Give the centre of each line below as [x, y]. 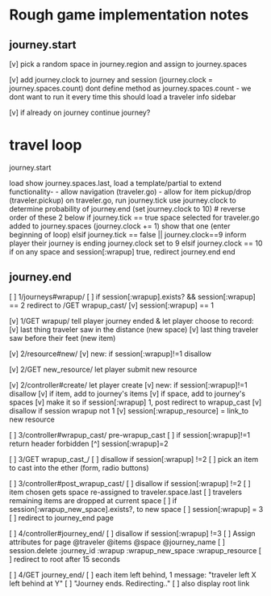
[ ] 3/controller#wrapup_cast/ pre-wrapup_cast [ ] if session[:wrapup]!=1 [130, 434]
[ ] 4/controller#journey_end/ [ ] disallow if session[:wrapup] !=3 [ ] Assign [132, 533]
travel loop [46, 145]
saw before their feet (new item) [63, 338]
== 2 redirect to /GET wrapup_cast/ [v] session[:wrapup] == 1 [112, 305]
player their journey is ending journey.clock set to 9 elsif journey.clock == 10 [136, 243]
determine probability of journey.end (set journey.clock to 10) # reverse [127, 208]
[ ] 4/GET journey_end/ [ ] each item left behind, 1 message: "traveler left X [133, 574]
